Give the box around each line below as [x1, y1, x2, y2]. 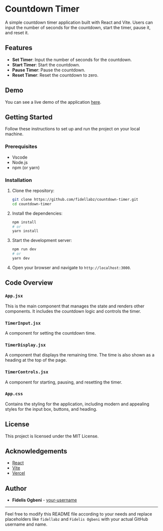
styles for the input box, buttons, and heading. [5, 406, 98, 412]
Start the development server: [12, 238, 72, 243]
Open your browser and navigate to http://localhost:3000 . [12, 264, 131, 270]
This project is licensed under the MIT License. [5, 433, 99, 439]
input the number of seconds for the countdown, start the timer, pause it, [5, 24, 151, 30]
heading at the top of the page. [5, 357, 67, 363]
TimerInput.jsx [5, 320, 41, 326]
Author [5, 484, 27, 493]
